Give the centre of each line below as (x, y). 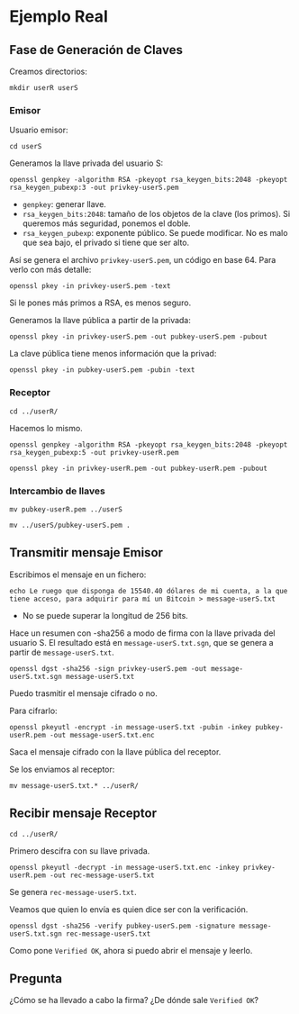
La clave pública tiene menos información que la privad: (113, 354)
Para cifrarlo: (33, 711)
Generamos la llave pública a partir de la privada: (100, 321)
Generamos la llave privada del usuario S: (86, 163)
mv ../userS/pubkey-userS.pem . (70, 525)
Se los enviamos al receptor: (62, 769)
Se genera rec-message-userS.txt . (73, 892)
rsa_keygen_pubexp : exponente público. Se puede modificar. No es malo (155, 233)
